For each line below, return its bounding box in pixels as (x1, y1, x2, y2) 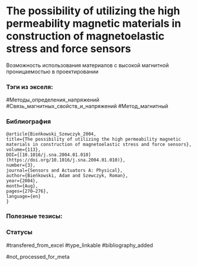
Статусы (6, 228, 33, 236)
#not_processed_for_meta (6, 253, 70, 260)
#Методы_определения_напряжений (6, 96, 99, 103)
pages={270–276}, (6, 188, 49, 194)
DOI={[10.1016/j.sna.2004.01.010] (6, 151, 92, 158)
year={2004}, (6, 178, 38, 183)
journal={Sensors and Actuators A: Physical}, (6, 167, 123, 173)
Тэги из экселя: (6, 83, 53, 91)
